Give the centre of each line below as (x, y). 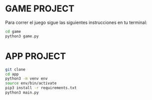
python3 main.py (22, 93)
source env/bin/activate (31, 83)
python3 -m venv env (27, 79)
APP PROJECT (36, 56)
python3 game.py (22, 36)
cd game (13, 31)
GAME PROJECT (40, 9)
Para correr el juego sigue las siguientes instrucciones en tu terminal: (76, 22)
